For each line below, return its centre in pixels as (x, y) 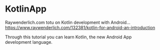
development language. (29, 42)
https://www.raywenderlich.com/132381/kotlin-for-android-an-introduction (80, 27)
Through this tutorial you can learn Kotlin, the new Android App (68, 37)
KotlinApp (26, 9)
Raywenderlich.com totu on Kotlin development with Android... (68, 22)
